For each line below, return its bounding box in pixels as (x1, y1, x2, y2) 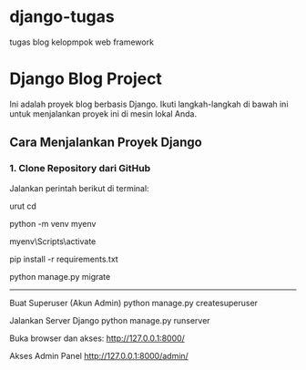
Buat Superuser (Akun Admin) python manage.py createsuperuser (9, 297, 258, 308)
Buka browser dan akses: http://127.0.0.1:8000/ (9, 333, 185, 344)
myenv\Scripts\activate (9, 235, 97, 247)
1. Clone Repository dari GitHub (9, 162, 151, 175)
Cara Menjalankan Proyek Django (9, 135, 202, 150)
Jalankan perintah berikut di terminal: (9, 182, 149, 193)
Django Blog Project (9, 68, 162, 89)
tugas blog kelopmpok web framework (9, 36, 155, 47)
